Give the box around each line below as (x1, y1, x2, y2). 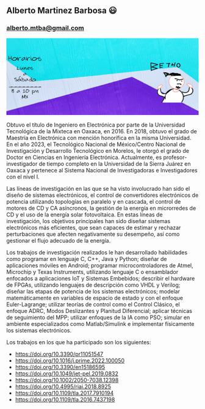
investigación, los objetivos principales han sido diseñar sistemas (6, 217, 171, 224)
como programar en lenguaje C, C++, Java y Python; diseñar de (6, 255, 167, 262)
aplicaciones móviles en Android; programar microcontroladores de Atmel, (6, 262, 193, 269)
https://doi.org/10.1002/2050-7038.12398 (15, 376, 119, 383)
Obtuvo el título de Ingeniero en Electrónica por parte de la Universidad (6, 121, 185, 128)
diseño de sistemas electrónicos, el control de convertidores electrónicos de (6, 191, 199, 199)
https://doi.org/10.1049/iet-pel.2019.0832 (15, 370, 119, 377)
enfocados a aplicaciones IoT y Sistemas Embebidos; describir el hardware (6, 275, 195, 282)
